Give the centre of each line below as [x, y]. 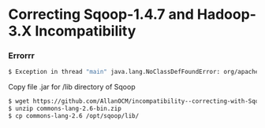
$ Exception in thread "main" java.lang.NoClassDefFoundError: [114, 72]
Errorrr [22, 56]
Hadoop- [226, 15]
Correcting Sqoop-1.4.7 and [101, 15]
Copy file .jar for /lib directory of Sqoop [72, 87]
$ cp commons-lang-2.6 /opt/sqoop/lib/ [74, 116]
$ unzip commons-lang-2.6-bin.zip [65, 109]
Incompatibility [86, 31]
